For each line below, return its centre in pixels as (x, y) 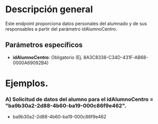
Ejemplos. (27, 83)
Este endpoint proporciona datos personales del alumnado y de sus (76, 23)
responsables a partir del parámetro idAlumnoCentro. (61, 29)
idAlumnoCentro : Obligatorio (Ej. (47, 57)
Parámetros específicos (44, 45)
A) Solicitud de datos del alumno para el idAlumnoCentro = (80, 99)
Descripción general (49, 9)
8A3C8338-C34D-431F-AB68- (116, 57)
